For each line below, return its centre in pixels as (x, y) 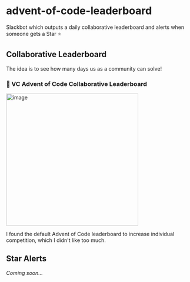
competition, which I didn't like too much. (56, 240)
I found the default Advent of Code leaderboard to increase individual (90, 234)
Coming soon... (24, 273)
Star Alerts (26, 259)
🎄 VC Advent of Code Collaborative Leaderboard (76, 84)
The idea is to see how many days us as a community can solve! (84, 68)
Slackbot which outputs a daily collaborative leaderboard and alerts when (95, 27)
